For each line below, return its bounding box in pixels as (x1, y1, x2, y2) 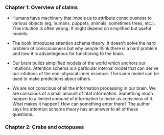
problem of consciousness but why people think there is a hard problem (12, 46, 158, 52)
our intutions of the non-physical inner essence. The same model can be (12, 71, 159, 77)
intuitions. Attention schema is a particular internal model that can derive (12, 65, 159, 71)
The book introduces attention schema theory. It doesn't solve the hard (12, 40, 156, 46)
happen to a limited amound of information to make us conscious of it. (12, 96, 154, 102)
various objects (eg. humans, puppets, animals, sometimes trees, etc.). (12, 20, 155, 26)
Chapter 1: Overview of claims (5, 4, 78, 11)
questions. (12, 111, 34, 117)
